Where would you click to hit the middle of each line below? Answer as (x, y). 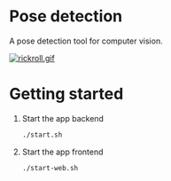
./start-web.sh (50, 168)
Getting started (66, 94)
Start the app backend (63, 118)
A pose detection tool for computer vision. (86, 41)
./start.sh (42, 135)
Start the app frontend (62, 152)
